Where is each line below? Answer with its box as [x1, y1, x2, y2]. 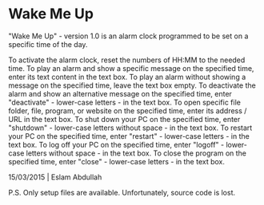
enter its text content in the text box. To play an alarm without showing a [8, 72, 246, 81]
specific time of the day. [8, 39, 88, 49]
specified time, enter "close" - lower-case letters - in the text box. [8, 156, 226, 166]
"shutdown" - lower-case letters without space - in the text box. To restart [8, 123, 253, 132]
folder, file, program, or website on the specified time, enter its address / [8, 105, 247, 116]
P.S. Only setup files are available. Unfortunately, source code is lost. [8, 187, 236, 197]
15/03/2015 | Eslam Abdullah [8, 172, 102, 182]
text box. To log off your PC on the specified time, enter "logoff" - [8, 140, 225, 149]
